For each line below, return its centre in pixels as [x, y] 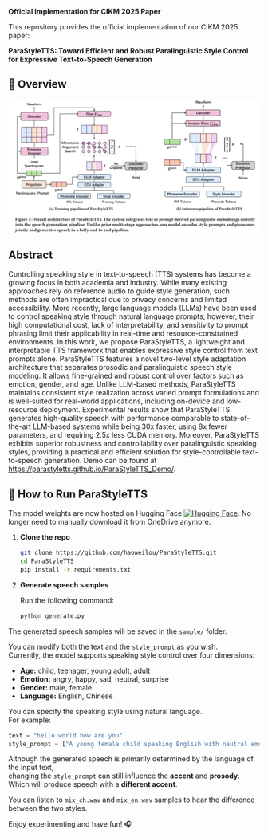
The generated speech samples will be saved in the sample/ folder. [118, 631]
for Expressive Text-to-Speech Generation [81, 59]
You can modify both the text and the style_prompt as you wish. [113, 646]
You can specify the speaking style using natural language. [105, 711]
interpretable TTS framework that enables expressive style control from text [133, 351]
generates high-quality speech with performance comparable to [114, 418]
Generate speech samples [64, 584]
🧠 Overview [37, 84]
